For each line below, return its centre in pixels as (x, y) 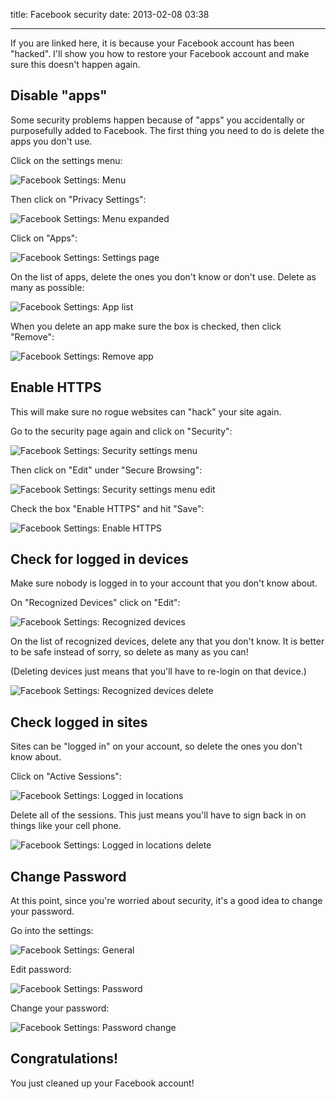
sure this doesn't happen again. (75, 64)
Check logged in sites (79, 722)
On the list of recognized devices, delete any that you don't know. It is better (167, 641)
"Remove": (32, 336)
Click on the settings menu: (66, 160)
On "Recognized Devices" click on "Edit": (95, 603)
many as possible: (47, 287)
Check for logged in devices (99, 559)
